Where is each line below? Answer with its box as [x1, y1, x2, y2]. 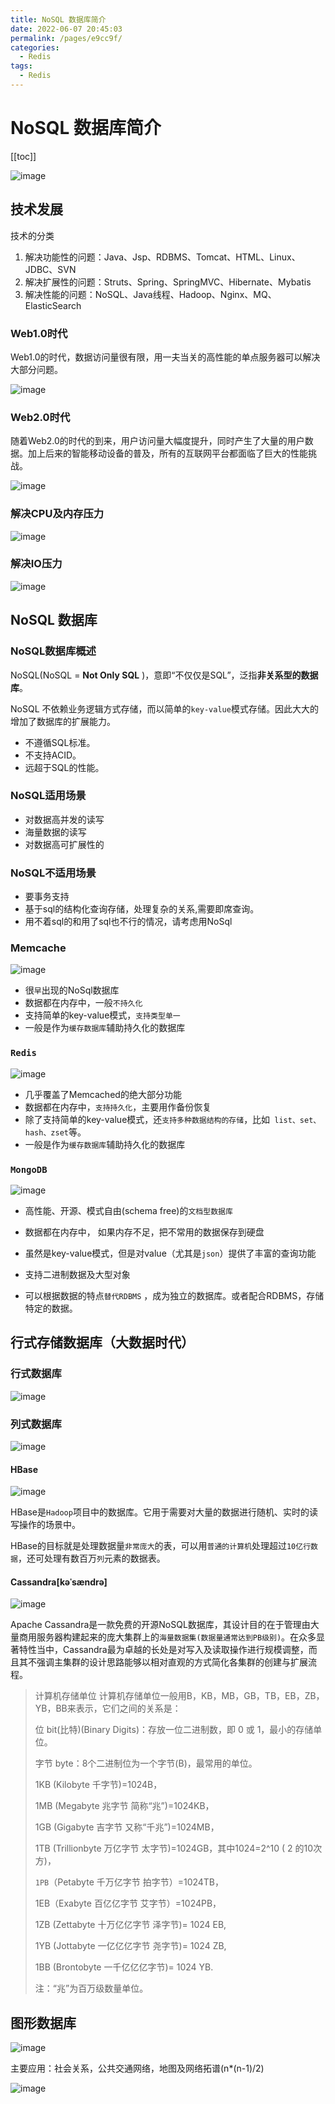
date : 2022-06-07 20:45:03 [10, 24, 123, 34]
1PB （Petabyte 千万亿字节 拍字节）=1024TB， [34, 1876, 225, 1888]
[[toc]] [10, 150, 37, 162]
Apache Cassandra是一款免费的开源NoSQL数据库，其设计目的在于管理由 [10, 1619, 311, 1631]
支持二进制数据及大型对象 [24, 1268, 131, 1280]
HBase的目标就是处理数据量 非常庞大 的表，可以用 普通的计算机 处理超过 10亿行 [10, 1540, 312, 1552]
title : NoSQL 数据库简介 [10, 14, 107, 25]
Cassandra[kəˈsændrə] [10, 1576, 108, 1588]
